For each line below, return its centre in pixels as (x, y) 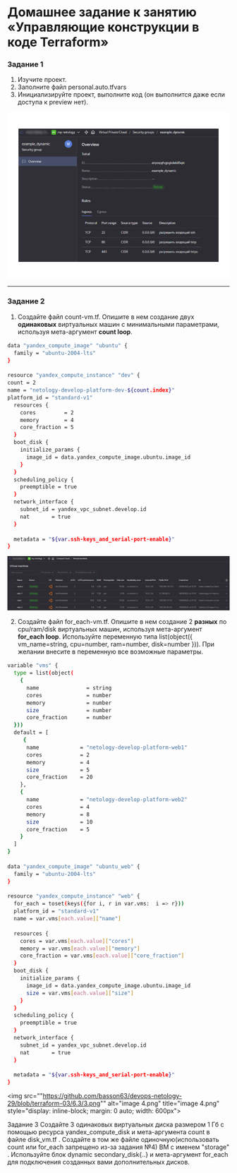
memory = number (69, 703)
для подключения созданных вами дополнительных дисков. (99, 1162)
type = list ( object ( (44, 673)
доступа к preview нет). (53, 102)
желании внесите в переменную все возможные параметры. (110, 652)
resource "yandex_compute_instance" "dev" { (74, 375)
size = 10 (59, 822)
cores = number (69, 695)
